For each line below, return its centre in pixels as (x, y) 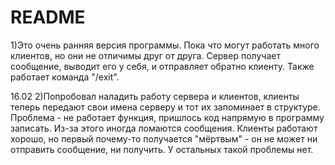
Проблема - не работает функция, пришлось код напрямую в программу (167, 117)
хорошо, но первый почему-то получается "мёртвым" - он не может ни (164, 138)
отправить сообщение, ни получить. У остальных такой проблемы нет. (162, 149)
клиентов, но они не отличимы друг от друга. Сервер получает (145, 55)
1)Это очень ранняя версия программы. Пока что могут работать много (165, 45)
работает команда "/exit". (65, 77)
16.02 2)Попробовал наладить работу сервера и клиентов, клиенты (155, 96)
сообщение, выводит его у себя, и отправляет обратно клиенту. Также (162, 66)
